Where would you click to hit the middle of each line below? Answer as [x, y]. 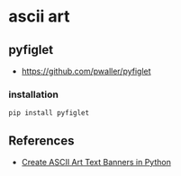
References [41, 141]
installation [34, 94]
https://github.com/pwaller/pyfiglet [86, 71]
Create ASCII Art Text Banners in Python [96, 163]
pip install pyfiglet [49, 113]
